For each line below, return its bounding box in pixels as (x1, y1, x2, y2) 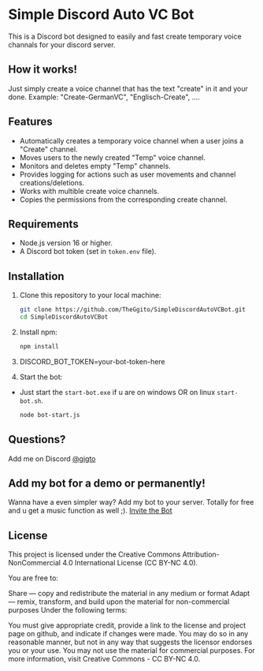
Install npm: (19, 327, 57, 337)
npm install (19, 342, 59, 350)
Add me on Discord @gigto (8, 453, 96, 463)
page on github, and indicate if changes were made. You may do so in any (8, 629, 249, 639)
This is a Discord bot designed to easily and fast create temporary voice (8, 32, 242, 41)
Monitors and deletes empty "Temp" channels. (19, 161, 171, 170)
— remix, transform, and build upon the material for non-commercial (8, 597, 230, 606)
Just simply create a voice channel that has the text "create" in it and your (8, 84, 248, 93)
